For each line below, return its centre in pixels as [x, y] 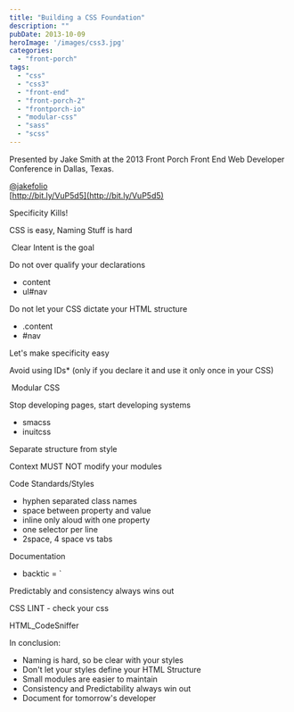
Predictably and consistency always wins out [92, 591]
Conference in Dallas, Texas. [61, 168]
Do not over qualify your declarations [77, 264]
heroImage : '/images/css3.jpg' [67, 42]
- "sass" [33, 126]
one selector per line [60, 529]
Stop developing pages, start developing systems [100, 405]
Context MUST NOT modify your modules [86, 466]
